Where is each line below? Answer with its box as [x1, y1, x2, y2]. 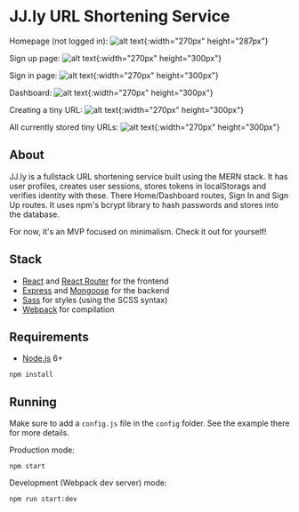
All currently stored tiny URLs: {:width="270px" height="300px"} [9, 122, 280, 132]
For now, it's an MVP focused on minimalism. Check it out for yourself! [9, 226, 267, 236]
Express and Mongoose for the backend [21, 284, 170, 295]
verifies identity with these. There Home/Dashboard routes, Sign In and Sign [9, 189, 289, 201]
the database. [9, 209, 61, 220]
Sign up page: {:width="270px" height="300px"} [9, 52, 222, 63]
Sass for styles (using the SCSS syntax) [21, 294, 168, 305]
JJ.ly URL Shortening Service [9, 6, 230, 27]
